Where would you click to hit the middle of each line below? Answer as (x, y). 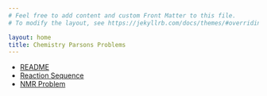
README (35, 67)
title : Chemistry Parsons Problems (67, 44)
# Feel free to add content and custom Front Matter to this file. (122, 15)
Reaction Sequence (52, 75)
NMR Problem (43, 84)
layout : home (30, 37)
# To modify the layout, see (56, 23)
